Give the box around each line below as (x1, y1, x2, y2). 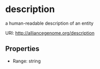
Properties (5, 44, 40, 53)
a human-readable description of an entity (5, 20, 94, 26)
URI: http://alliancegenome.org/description (5, 30, 95, 36)
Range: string (12, 58, 41, 64)
